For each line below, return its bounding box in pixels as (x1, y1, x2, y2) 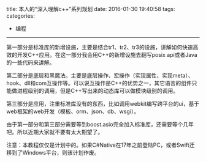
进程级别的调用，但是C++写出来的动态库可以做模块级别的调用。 (17, 87, 179, 94)
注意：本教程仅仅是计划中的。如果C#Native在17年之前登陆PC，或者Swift (6, 141, 190, 149)
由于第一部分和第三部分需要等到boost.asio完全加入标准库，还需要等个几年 (6, 121, 194, 128)
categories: (6, 12, 35, 20)
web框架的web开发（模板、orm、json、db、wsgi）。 (6, 108, 140, 115)
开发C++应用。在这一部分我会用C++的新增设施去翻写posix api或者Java (17, 51, 197, 58)
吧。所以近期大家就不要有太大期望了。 (6, 128, 103, 136)
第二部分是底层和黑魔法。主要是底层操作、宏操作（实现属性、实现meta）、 (6, 72, 194, 79)
